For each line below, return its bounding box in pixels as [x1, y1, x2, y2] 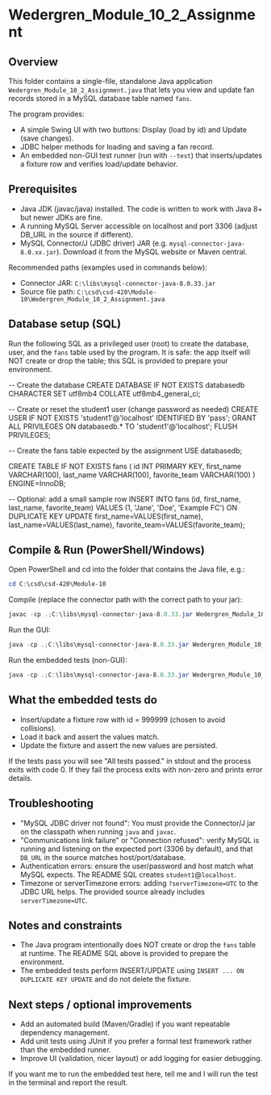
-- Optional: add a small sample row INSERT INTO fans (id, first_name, [8, 494, 242, 504]
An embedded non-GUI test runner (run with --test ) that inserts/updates [19, 151, 263, 160]
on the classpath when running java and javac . [19, 826, 177, 837]
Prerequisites [8, 182, 77, 196]
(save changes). [19, 133, 74, 143]
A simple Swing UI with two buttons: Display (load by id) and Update [19, 125, 248, 134]
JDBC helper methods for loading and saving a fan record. [19, 142, 215, 151]
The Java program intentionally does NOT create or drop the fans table [19, 940, 256, 950]
